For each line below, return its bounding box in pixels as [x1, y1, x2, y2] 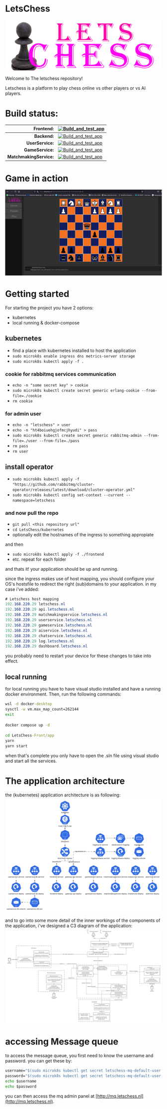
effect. [5, 658, 19, 664]
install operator [5, 462, 54, 471]
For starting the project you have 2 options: [5, 305, 93, 311]
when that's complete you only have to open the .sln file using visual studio [5, 752, 159, 759]
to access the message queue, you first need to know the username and [5, 1053, 154, 1059]
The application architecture [5, 775, 125, 787]
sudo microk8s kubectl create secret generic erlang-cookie [12, 388, 140, 393]
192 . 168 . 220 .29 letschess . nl [5, 602, 66, 607]
